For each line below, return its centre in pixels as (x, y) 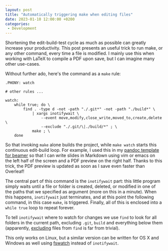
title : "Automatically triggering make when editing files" (69, 15)
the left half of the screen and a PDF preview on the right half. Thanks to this (84, 161)
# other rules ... (24, 92)
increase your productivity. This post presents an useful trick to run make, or (84, 48)
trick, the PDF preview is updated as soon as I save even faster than (75, 166)
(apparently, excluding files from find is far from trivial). (62, 228)
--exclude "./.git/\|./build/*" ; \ (79, 127)
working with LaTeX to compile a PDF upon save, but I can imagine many (80, 59)
